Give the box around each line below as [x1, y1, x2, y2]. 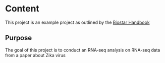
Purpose [5, 34, 32, 42]
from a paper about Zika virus [5, 52, 66, 58]
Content [5, 3, 40, 14]
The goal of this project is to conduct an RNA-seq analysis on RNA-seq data [5, 47, 160, 53]
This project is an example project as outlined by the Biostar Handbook [5, 19, 150, 25]
